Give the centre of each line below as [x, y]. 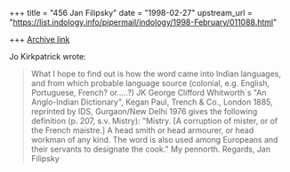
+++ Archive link [40, 39]
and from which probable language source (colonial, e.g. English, [150, 83]
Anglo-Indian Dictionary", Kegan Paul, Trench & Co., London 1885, [152, 102]
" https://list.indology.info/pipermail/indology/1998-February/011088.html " [143, 22]
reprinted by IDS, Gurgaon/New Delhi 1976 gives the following [144, 111]
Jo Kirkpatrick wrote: [48, 56]
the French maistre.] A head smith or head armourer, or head [142, 130]
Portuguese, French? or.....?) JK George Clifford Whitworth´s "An [149, 93]
